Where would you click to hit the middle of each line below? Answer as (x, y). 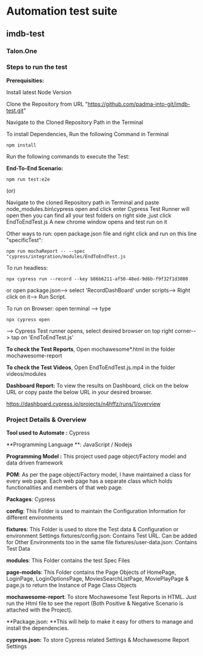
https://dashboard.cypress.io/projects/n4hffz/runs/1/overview (83, 404)
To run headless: (27, 268)
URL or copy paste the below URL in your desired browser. (79, 392)
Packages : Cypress (31, 499)
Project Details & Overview (46, 419)
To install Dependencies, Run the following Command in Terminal (88, 134)
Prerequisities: (25, 80)
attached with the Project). (39, 610)
